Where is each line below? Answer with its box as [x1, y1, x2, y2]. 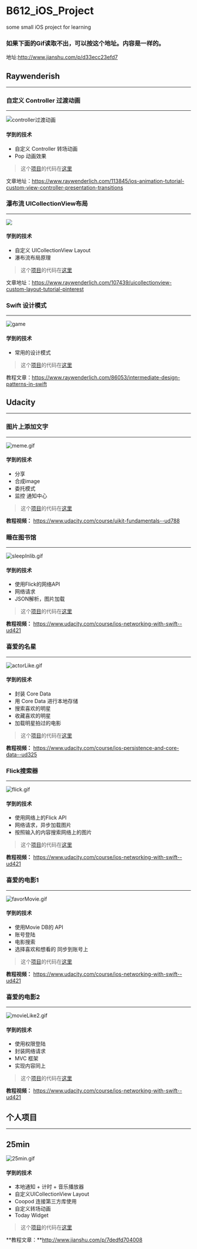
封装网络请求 [14, 1048, 46, 1055]
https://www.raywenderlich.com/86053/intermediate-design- [32, 374, 181, 381]
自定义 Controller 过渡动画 [6, 96, 81, 104]
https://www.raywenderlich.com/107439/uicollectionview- [32, 279, 172, 286]
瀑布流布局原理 [14, 254, 51, 262]
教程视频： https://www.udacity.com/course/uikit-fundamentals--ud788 [6, 517, 180, 524]
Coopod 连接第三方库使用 [14, 1198, 77, 1205]
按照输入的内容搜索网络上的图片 [14, 829, 92, 836]
